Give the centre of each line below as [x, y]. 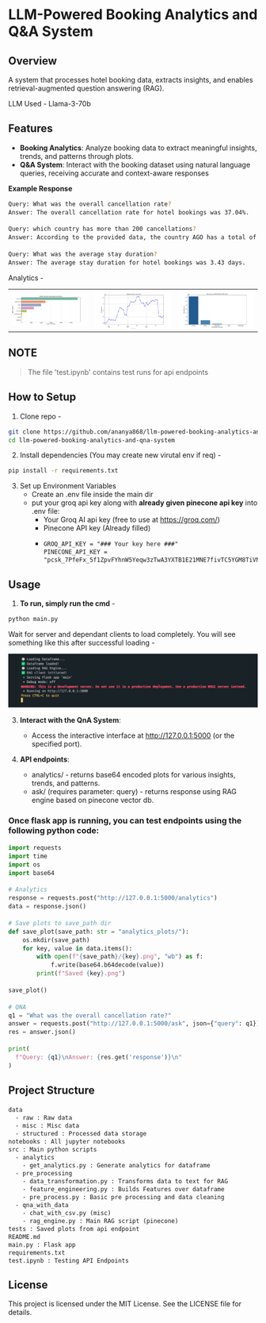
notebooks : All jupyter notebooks [67, 1141]
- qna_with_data [42, 1205]
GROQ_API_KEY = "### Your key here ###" [111, 544]
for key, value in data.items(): [78, 948]
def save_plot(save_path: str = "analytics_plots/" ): [99, 931]
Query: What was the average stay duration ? [83, 255]
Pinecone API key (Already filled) [97, 528]
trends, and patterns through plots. [76, 156]
